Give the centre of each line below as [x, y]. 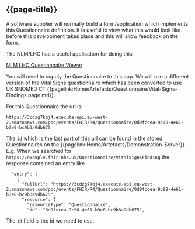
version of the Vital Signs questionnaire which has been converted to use [94, 83]
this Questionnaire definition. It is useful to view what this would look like [93, 30]
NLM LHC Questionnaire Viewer [44, 65]
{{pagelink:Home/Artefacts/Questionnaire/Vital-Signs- [112, 89]
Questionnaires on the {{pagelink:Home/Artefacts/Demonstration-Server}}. [96, 144]
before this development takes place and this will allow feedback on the [92, 36]
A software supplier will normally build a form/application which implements [97, 23]
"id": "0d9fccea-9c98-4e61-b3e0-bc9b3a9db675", [86, 210]
